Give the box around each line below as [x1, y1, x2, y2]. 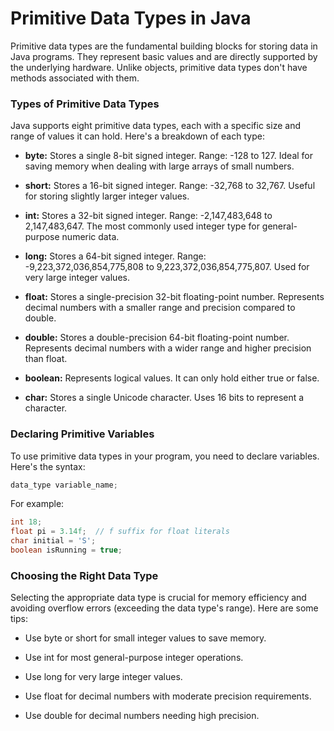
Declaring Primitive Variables [10, 427, 155, 441]
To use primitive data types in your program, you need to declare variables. [10, 450, 320, 462]
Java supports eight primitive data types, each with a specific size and [10, 120, 301, 132]
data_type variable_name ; [10, 480, 118, 490]
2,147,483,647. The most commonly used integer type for [24, 220, 260, 232]
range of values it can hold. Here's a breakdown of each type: [10, 130, 265, 142]
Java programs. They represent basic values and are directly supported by [10, 50, 318, 62]
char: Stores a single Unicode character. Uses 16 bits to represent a [24, 392, 305, 404]
